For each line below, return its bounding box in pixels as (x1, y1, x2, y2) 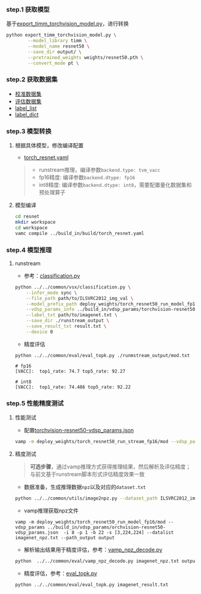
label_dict (14, 111, 39, 118)
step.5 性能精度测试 (6, 399, 64, 407)
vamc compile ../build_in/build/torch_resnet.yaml (14, 230, 145, 236)
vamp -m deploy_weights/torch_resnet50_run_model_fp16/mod (14, 519, 166, 525)
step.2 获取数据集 (6, 75, 58, 84)
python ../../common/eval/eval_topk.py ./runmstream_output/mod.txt (14, 352, 190, 358)
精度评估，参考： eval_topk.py (23, 569, 98, 577)
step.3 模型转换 (6, 127, 52, 135)
